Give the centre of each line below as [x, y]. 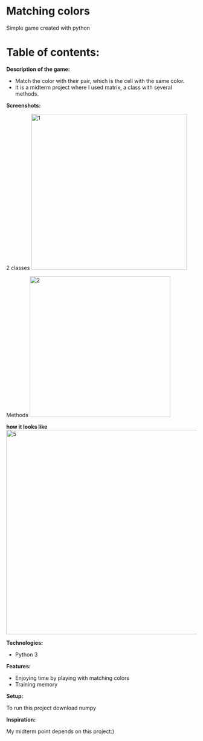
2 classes [18, 268]
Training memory [36, 684]
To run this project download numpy [51, 708]
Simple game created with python [48, 28]
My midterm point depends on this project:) [60, 731]
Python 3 [26, 654]
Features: [19, 666]
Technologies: [25, 642]
